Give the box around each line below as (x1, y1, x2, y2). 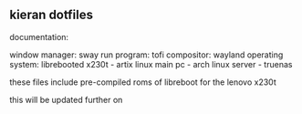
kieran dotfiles (9, 7, 94, 23)
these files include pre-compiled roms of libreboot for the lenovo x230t (9, 77, 276, 88)
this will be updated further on (9, 94, 123, 105)
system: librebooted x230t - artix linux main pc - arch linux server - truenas (9, 58, 293, 69)
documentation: (9, 31, 69, 42)
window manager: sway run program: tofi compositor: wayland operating (9, 49, 284, 60)
